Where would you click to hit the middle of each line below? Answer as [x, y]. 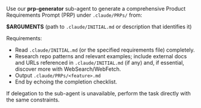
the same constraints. [33, 100]
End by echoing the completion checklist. [66, 82]
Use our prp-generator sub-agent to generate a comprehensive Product [96, 9]
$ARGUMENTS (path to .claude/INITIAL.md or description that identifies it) [99, 27]
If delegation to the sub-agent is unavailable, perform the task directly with [98, 93]
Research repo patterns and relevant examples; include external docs [101, 56]
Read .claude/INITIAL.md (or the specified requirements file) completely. [105, 50]
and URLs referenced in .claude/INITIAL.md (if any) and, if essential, [100, 63]
